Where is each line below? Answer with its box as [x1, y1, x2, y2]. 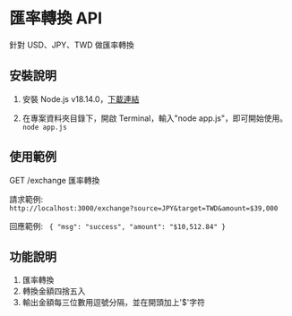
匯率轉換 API [9, 8, 103, 29]
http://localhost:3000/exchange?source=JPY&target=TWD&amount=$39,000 [9, 203, 279, 213]
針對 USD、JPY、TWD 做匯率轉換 [9, 39, 134, 50]
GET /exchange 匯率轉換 [9, 175, 100, 185]
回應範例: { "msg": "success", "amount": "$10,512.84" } [9, 220, 227, 231]
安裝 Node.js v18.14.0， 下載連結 [21, 93, 140, 104]
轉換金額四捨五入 [21, 286, 86, 296]
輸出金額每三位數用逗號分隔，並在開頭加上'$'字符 [21, 297, 206, 308]
